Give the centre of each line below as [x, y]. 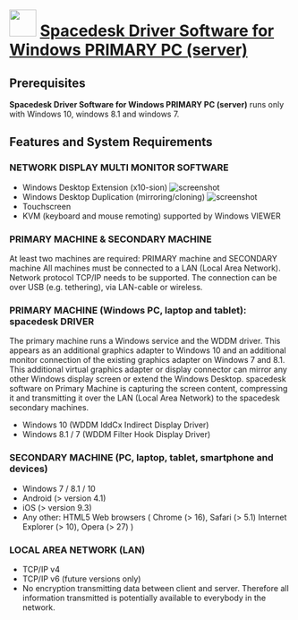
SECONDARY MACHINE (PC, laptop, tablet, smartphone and [141, 458]
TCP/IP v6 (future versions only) [81, 579]
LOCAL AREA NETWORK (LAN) [77, 549]
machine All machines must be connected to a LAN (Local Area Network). [145, 268]
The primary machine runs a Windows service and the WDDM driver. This [145, 341]
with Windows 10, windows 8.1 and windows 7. [94, 114]
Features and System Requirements [111, 142]
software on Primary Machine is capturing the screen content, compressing [149, 389]
